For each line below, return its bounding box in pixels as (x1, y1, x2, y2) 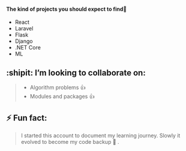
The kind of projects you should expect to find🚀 (6, 5, 127, 13)
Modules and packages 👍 (29, 93, 95, 100)
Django (14, 38, 33, 45)
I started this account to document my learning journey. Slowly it (20, 132, 181, 139)
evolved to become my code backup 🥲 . (20, 138, 119, 145)
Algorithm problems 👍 (29, 84, 86, 91)
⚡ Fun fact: (6, 113, 47, 123)
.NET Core (14, 44, 41, 51)
